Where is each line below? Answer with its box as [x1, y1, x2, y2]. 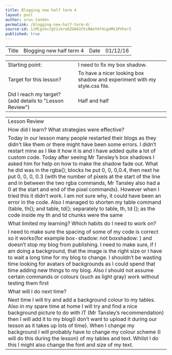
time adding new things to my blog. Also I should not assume [8, 267, 154, 274]
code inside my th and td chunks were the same [8, 212, 123, 218]
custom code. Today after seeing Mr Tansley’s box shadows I [8, 154, 155, 161]
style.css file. [78, 83, 110, 89]
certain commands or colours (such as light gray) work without [8, 273, 159, 280]
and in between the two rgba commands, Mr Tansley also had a [8, 179, 160, 186]
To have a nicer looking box [78, 70, 144, 77]
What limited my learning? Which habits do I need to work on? [8, 220, 157, 227]
